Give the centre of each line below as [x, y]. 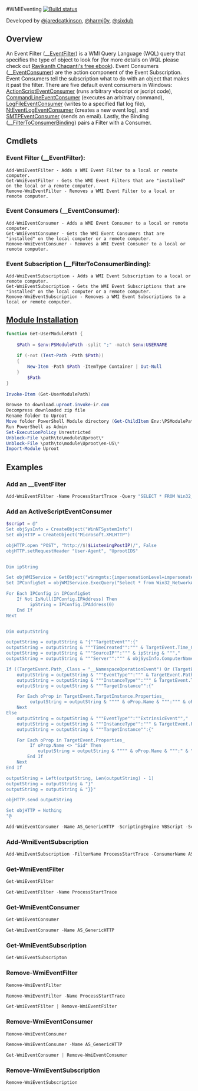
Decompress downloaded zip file [46, 410]
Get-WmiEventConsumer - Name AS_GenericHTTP [60, 930]
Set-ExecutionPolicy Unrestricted [49, 432]
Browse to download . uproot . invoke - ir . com [58, 405]
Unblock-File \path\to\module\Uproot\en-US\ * [63, 443]
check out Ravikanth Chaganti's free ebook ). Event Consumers [82, 66]
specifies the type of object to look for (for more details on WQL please [93, 60]
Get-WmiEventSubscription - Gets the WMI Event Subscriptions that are [96, 287]
